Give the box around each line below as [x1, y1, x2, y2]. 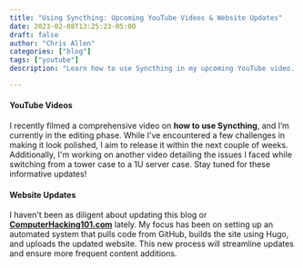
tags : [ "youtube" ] [9, 55, 79, 65]
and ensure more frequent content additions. [9, 248, 177, 259]
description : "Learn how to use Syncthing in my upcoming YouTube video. [9, 65, 296, 74]
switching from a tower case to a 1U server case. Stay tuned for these [9, 159, 271, 170]
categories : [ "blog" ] [9, 47, 92, 56]
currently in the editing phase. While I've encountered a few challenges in [9, 130, 286, 141]
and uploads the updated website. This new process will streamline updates [9, 238, 294, 250]
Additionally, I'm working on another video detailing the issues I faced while [9, 149, 293, 160]
